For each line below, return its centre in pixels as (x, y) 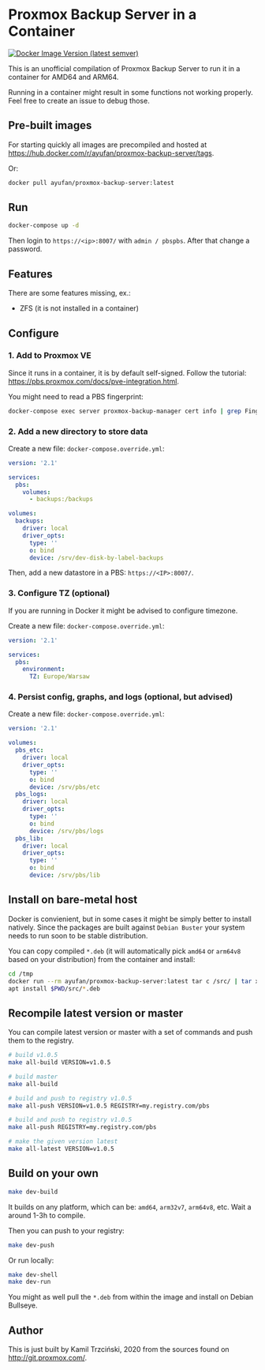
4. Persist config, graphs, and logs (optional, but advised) (121, 697)
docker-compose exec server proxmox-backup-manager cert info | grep (125, 411)
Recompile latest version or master (96, 1013)
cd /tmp (21, 974)
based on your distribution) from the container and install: (102, 959)
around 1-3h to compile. (47, 1215)
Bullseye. (23, 1305)
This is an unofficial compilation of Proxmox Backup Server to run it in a (124, 68)
